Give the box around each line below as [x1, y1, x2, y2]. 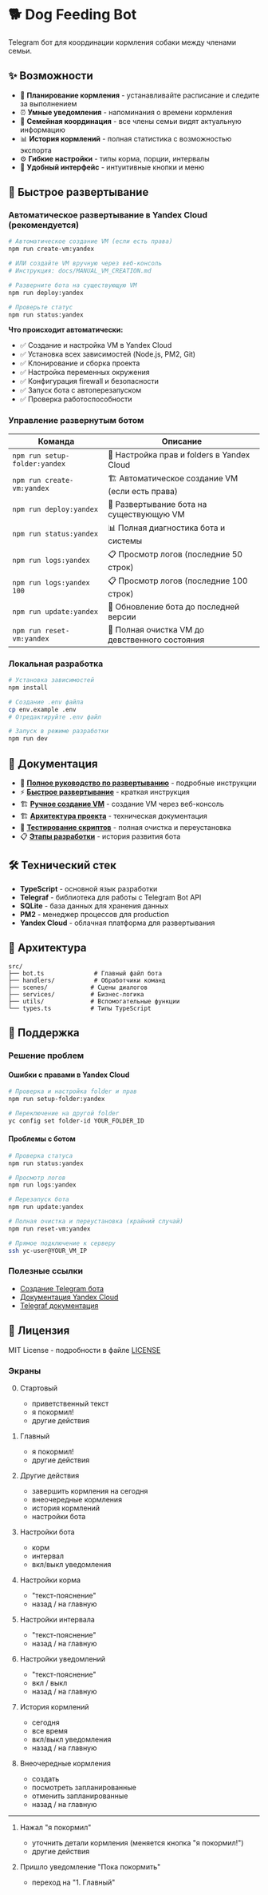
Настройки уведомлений [19, 1654, 106, 1663]
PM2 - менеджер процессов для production [19, 909, 170, 919]
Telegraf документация [19, 1300, 99, 1311]
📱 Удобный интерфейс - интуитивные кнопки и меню [19, 162, 205, 172]
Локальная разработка [8, 658, 104, 669]
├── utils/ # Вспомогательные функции [8, 997, 180, 1005]
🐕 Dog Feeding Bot [8, 6, 137, 24]
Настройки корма [19, 1575, 81, 1585]
